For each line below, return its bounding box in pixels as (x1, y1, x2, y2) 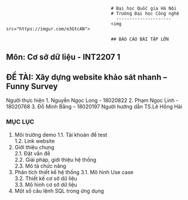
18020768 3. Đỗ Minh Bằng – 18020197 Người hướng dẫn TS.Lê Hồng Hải (6, 103, 183, 110)
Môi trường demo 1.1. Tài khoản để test (14, 131, 107, 138)
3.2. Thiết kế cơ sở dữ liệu (14, 175, 77, 182)
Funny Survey (6, 81, 58, 91)
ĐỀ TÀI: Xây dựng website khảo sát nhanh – (6, 72, 168, 82)
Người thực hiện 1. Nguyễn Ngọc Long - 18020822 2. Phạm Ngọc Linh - (6, 97, 179, 104)
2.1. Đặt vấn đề (14, 150, 51, 157)
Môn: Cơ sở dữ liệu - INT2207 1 (6, 52, 121, 62)
